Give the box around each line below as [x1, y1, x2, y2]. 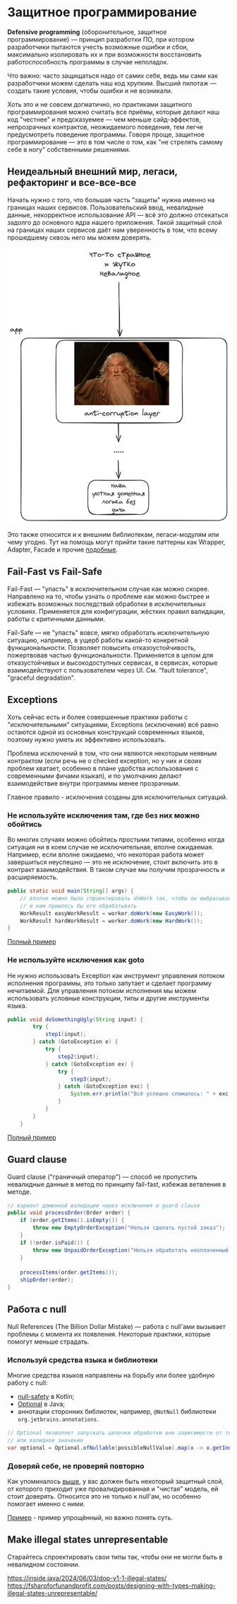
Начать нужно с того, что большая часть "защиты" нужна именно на [7, 195, 215, 204]
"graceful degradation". [7, 673, 75, 682]
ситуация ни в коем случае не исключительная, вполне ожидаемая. [7, 843, 214, 852]
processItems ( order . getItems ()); [20, 1269, 119, 1277]
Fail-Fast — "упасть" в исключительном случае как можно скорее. [7, 584, 209, 593]
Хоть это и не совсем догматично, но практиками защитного [7, 100, 193, 108]
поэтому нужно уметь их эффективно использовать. [7, 735, 166, 743]
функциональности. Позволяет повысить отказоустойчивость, [7, 643, 196, 651]
